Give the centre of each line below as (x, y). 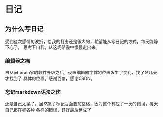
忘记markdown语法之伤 (33, 92)
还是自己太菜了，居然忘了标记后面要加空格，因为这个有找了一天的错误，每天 (81, 103)
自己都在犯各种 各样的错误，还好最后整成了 (48, 110)
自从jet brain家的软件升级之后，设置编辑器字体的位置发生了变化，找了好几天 (81, 73)
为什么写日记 (24, 29)
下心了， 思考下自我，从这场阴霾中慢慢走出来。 (52, 47)
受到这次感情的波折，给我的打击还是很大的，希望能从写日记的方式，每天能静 (81, 41)
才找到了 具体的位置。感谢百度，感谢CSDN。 (50, 79)
